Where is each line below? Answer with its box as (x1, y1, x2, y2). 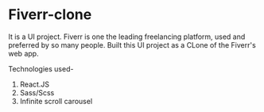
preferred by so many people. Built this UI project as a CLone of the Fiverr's (8, 40, 256, 49)
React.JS (19, 79, 50, 89)
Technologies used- (8, 64, 74, 73)
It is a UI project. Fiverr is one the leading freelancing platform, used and (8, 32, 246, 41)
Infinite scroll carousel (19, 96, 93, 106)
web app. (8, 48, 39, 58)
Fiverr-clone (8, 6, 92, 24)
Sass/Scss (19, 87, 55, 97)
